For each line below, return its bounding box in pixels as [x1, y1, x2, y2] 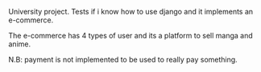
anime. [8, 39, 31, 49]
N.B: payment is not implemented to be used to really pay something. [8, 55, 238, 64]
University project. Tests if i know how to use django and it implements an [8, 7, 254, 16]
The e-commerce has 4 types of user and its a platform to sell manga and [8, 31, 254, 40]
